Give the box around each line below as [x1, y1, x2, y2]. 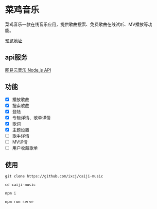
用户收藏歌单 [12, 145, 38, 151]
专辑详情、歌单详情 [12, 114, 51, 120]
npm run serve [5, 199, 34, 204]
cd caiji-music [5, 182, 36, 187]
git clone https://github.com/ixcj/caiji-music [5, 174, 104, 178]
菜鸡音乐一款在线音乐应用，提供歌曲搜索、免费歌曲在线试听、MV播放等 [5, 21, 148, 27]
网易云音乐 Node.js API [5, 67, 51, 73]
